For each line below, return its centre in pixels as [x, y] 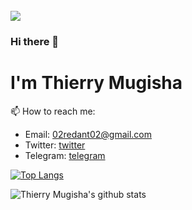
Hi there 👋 [35, 41]
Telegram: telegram [65, 155]
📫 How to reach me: [53, 111]
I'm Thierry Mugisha [96, 83]
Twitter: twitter [55, 145]
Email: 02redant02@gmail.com [88, 134]
